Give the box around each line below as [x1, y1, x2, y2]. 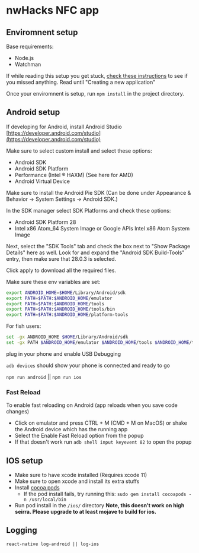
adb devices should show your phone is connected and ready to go [6, 362, 171, 369]
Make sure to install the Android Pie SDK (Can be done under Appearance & [6, 189, 191, 196]
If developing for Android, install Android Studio [6, 123, 123, 130]
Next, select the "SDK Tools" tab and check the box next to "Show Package [6, 242, 191, 249]
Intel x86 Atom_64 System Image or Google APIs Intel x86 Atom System [14, 225, 190, 232]
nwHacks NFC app [6, 4, 99, 17]
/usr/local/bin [28, 497, 67, 503]
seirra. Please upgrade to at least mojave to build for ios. [14, 508, 157, 516]
